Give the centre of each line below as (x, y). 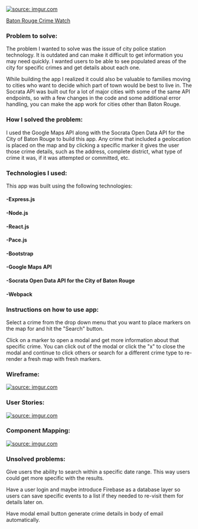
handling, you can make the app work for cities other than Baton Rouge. (94, 104)
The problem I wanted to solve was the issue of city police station (86, 49)
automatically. (23, 520)
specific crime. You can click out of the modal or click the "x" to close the (95, 346)
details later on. (25, 502)
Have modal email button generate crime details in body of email (85, 514)
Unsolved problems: (36, 459)
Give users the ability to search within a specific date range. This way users (98, 472)
